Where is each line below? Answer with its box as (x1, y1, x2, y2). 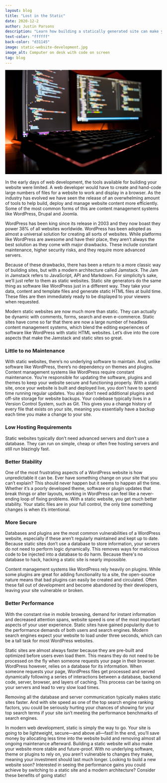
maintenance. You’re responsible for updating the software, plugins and (5, 375, 152, 381)
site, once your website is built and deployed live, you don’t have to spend (5, 385, 157, 391)
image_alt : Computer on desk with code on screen (5, 50, 110, 55)
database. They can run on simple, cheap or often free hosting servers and (5, 440, 159, 446)
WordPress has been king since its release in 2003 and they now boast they (5, 220, 161, 226)
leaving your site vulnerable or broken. (5, 587, 84, 593)
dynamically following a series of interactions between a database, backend (5, 674, 161, 680)
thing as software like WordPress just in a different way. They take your (5, 283, 151, 289)
